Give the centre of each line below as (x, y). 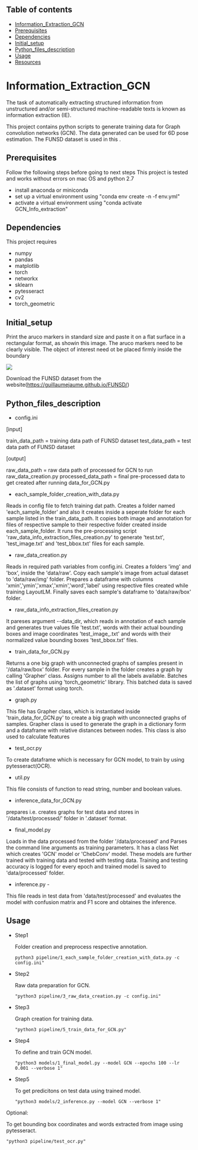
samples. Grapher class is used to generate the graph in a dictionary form (96, 724)
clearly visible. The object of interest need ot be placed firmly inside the (94, 349)
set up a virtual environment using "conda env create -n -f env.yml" (97, 196)
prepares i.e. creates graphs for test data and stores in (73, 812)
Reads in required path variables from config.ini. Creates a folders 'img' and (99, 566)
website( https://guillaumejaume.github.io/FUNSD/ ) (68, 385)
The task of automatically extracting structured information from (84, 102)
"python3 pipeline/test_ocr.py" (46, 1141)
